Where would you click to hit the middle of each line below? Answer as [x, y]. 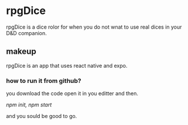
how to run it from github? [44, 81]
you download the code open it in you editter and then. [72, 93]
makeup [21, 52]
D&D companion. [26, 33]
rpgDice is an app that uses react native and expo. [67, 65]
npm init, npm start [29, 105]
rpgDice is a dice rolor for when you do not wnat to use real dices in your [94, 27]
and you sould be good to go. [42, 116]
